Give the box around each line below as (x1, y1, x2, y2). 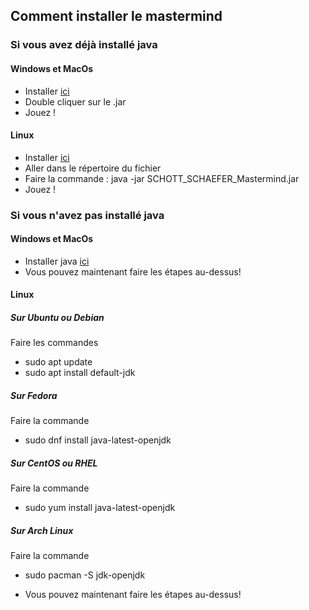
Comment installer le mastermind (10, 8, 223, 25)
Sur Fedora (10, 390, 58, 401)
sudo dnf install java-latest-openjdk (24, 434, 172, 446)
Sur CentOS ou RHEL (10, 457, 98, 469)
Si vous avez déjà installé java (10, 38, 158, 52)
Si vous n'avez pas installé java (10, 208, 165, 222)
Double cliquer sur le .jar (24, 95, 127, 108)
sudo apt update (24, 356, 93, 368)
